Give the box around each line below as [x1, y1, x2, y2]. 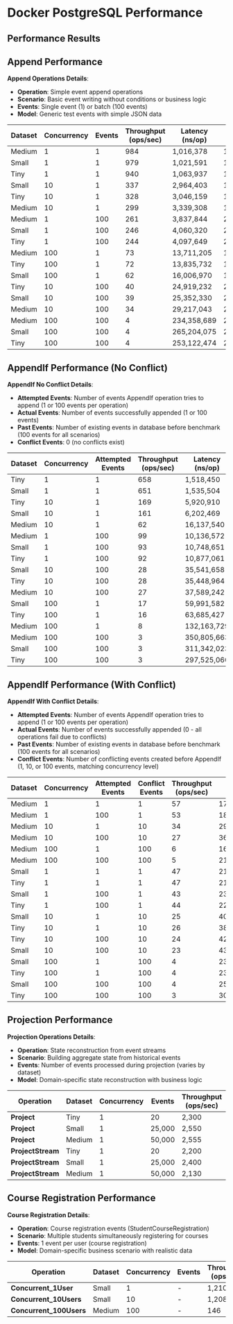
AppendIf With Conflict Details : [7, 697, 99, 705]
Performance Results [7, 33, 101, 44]
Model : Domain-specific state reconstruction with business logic [17, 1075, 202, 1083]
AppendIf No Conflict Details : [7, 380, 94, 389]
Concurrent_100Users [10, 1305, 87, 1315]
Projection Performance [7, 1014, 113, 1026]
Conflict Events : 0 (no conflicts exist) [17, 438, 125, 447]
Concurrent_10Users [10, 1294, 82, 1304]
